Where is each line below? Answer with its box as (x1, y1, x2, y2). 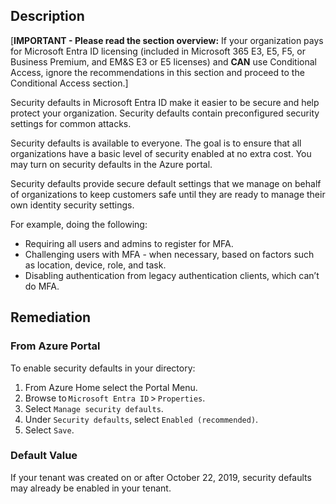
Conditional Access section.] (10, 77, 129, 89)
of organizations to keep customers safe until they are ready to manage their (10, 188, 326, 200)
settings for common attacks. (10, 117, 132, 129)
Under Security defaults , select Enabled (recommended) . (24, 413, 259, 425)
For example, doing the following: (10, 218, 148, 230)
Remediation (10, 309, 92, 326)
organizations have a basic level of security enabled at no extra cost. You (10, 147, 312, 159)
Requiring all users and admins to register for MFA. (24, 237, 234, 249)
